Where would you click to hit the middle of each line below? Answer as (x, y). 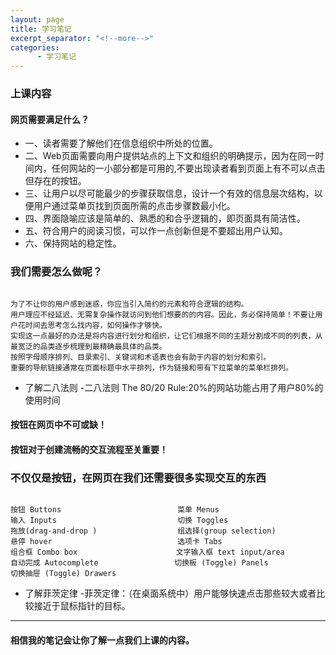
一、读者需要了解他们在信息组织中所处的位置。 (121, 143)
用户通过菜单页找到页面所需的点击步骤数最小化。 (134, 206)
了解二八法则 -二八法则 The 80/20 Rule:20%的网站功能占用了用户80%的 (174, 387)
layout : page (37, 19)
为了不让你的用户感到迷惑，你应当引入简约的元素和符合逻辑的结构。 (129, 304)
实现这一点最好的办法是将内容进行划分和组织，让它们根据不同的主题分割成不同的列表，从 (166, 336)
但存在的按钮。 (55, 181)
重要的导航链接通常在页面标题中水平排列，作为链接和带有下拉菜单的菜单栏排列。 (151, 367)
